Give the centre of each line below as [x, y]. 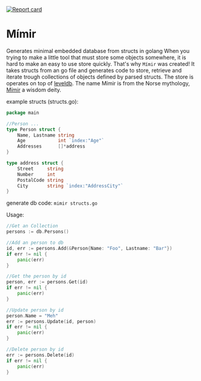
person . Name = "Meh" [32, 316]
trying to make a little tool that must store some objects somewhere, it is [96, 57]
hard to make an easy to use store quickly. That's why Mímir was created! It [101, 63]
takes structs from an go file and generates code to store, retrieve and [94, 70]
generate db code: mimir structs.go [52, 203]
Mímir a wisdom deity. [34, 90]
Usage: [15, 215]
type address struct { [35, 163]
